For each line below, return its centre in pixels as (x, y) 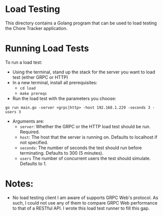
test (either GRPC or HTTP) (40, 77)
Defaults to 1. (33, 164)
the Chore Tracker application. (36, 28)
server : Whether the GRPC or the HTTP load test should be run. (85, 126)
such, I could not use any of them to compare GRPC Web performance (85, 203)
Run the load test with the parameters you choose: (64, 98)
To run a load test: (24, 62)
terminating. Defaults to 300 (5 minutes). (62, 153)
